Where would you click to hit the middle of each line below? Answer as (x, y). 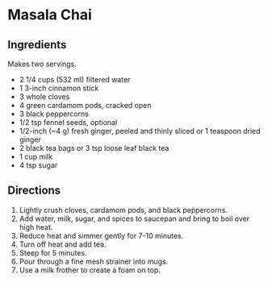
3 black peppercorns (54, 114)
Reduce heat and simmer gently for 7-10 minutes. (101, 235)
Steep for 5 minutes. (53, 252)
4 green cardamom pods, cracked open (85, 105)
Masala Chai (50, 15)
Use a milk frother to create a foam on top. (90, 270)
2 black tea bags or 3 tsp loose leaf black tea (94, 148)
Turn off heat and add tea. (63, 244)
